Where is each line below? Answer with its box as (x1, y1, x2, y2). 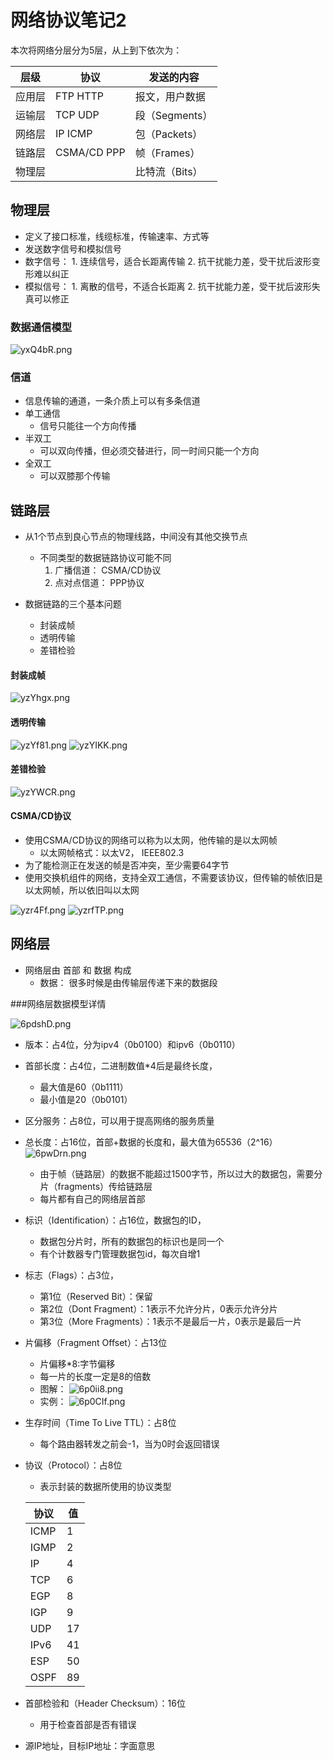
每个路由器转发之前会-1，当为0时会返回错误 (39, 1437, 220, 1450)
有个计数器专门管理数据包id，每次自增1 (39, 1247, 201, 1260)
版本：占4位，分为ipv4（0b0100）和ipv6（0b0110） (24, 1038, 241, 1050)
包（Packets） (134, 127, 203, 141)
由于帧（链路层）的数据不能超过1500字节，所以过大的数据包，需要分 (39, 1167, 323, 1180)
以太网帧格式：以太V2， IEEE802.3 (39, 846, 185, 858)
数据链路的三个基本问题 (24, 598, 122, 610)
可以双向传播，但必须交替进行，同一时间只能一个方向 (39, 445, 260, 457)
